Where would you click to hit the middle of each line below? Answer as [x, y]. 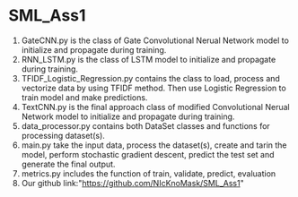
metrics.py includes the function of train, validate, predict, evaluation [149, 173]
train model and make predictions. [84, 97]
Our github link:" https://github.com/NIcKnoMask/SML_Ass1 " [132, 183]
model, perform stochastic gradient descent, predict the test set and [148, 154]
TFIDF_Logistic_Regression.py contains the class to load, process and [150, 78]
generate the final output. [68, 164]
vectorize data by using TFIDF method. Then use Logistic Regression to [153, 88]
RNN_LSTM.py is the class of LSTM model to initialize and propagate [149, 59]
